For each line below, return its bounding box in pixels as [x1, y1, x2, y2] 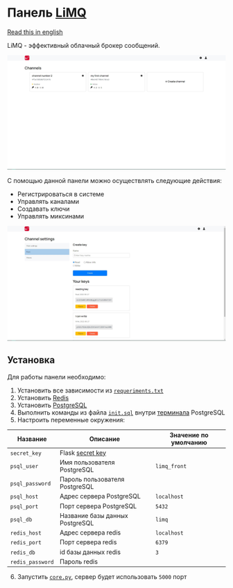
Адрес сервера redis [60, 528, 121, 537]
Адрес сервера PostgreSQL [60, 492, 141, 501]
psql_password [10, 480, 51, 487]
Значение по [169, 431, 209, 440]
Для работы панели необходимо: [7, 372, 106, 381]
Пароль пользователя [60, 475, 125, 483]
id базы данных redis [60, 548, 121, 556]
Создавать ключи [17, 205, 70, 213]
